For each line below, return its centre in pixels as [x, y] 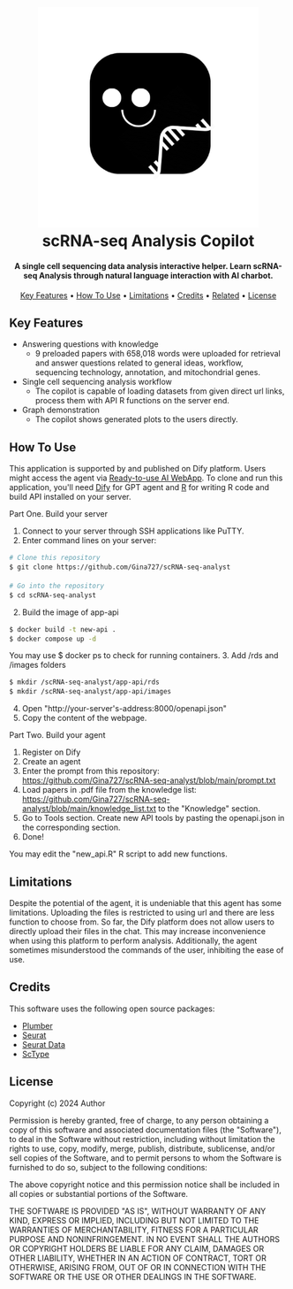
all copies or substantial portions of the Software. [98, 1193]
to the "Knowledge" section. [209, 809]
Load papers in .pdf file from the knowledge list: [109, 790]
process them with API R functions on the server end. [132, 401]
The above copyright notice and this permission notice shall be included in [144, 1184]
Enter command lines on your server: [89, 541]
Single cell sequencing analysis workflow [97, 382]
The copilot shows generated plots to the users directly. [136, 419]
